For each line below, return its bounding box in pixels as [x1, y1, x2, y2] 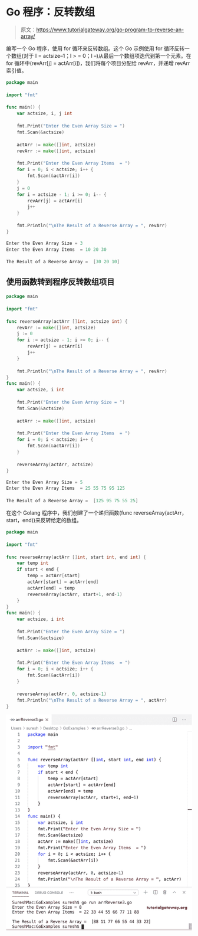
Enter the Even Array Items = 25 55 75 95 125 [6, 485, 126, 492]
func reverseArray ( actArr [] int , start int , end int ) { [6, 554, 146, 560]
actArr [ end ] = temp [27, 585, 75, 591]
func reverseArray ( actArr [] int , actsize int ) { [6, 318, 128, 325]
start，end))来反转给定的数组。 [6, 517, 82, 523]
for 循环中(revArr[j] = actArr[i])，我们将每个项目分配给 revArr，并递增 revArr [6, 60, 190, 67]
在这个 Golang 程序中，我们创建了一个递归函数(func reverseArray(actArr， [6, 509, 187, 516]
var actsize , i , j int [16, 110, 72, 117]
